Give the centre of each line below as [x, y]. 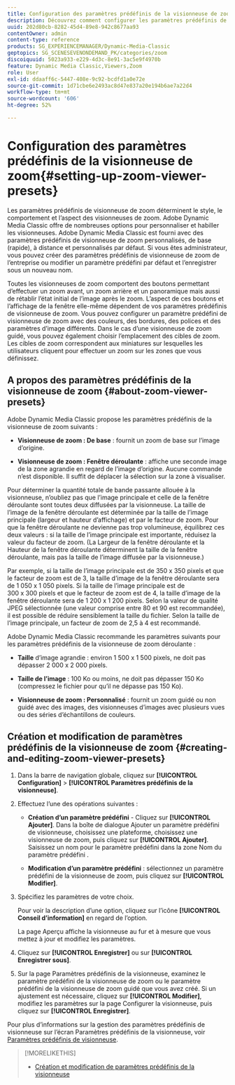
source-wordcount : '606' [43, 99]
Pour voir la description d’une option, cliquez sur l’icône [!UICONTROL [119, 911]
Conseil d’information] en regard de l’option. [83, 918]
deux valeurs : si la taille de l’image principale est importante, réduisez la [112, 534]
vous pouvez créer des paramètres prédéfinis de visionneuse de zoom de [114, 255]
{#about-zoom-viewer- [156, 392]
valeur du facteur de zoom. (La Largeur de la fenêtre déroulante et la [106, 542]
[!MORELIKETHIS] [50, 1053]
